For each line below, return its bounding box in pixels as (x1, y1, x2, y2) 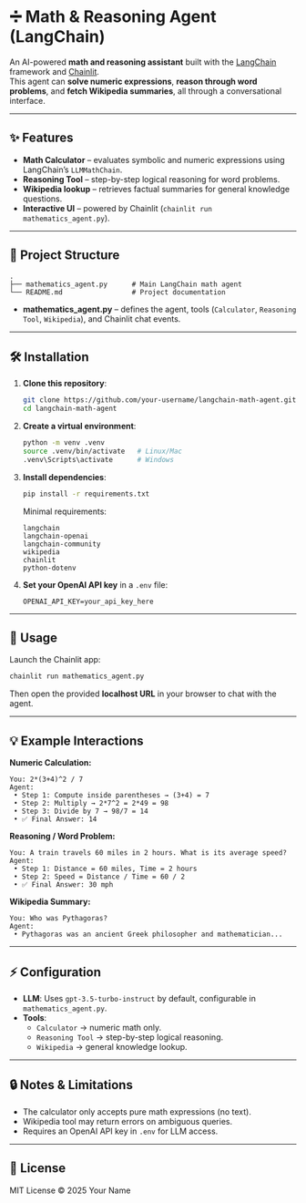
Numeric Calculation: (9, 757, 92, 768)
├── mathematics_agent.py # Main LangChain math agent (9, 280, 243, 289)
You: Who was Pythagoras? (9, 914, 107, 923)
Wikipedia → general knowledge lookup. (36, 1041, 189, 1052)
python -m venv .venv (22, 438, 105, 447)
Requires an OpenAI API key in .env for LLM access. (22, 1126, 219, 1136)
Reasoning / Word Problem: (9, 831, 116, 842)
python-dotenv (22, 563, 76, 572)
